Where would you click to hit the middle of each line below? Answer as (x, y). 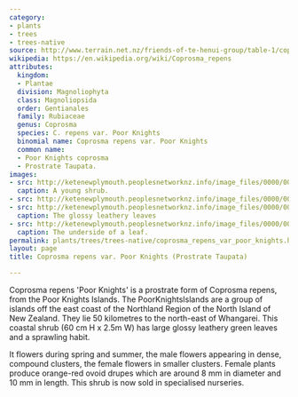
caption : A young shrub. (63, 191)
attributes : (31, 67)
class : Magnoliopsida (57, 100)
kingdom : (33, 75)
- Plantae (35, 83)
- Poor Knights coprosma (63, 158)
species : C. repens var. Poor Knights (89, 133)
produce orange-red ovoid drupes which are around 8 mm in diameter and (145, 373)
